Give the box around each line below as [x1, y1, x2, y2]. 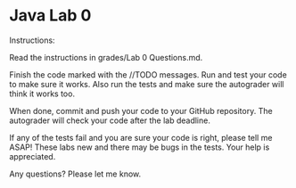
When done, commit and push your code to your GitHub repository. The [9, 105, 274, 116]
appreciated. [9, 151, 56, 161]
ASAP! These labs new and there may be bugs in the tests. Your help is [9, 142, 270, 152]
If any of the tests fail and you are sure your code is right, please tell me [9, 132, 273, 143]
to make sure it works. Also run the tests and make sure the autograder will [9, 78, 284, 89]
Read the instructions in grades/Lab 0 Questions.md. [9, 52, 203, 62]
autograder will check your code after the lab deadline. [9, 115, 211, 126]
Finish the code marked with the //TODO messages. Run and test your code [9, 69, 287, 80]
